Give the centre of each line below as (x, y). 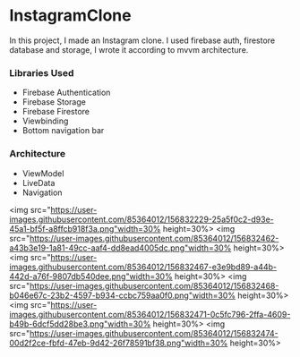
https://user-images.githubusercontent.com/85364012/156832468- (154, 285)
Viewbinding (45, 121)
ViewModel (43, 173)
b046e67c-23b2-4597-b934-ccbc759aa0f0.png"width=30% (122, 295)
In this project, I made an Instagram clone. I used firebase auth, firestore (142, 40)
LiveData (39, 183)
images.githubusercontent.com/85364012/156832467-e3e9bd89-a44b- (143, 267)
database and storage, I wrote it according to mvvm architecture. (129, 49)
